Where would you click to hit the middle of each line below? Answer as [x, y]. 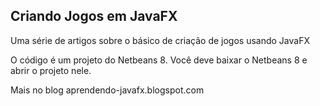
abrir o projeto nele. [51, 70]
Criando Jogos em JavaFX [94, 16]
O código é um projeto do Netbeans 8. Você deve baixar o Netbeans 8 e [159, 60]
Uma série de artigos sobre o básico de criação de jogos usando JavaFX [160, 40]
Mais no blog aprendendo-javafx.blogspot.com [107, 90]
